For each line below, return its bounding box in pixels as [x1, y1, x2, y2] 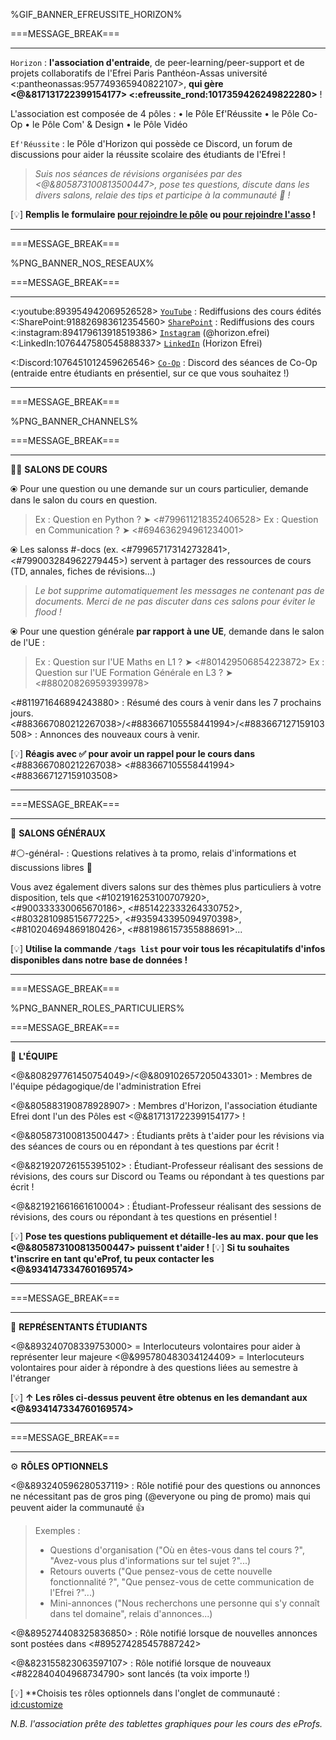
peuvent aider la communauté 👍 [10, 1502, 145, 1513]
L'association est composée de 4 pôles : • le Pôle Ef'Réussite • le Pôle [10, 108, 300, 119]
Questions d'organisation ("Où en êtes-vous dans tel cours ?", [49, 1544, 305, 1556]
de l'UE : [10, 637, 46, 648]
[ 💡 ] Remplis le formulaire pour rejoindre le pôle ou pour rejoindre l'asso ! [10, 209, 317, 220]
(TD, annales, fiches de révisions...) [10, 565, 157, 577]
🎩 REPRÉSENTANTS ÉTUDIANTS [10, 1321, 148, 1333]
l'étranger [10, 1372, 51, 1384]
